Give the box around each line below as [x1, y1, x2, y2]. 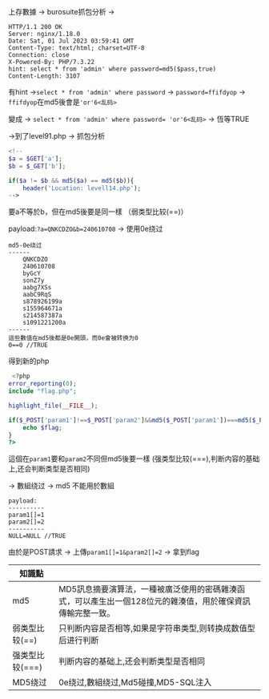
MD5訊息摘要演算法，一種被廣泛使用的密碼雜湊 [58, 584, 238, 595]
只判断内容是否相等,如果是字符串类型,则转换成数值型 [58, 623, 256, 634]
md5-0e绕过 [8, 241, 42, 250]
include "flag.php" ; [8, 387, 78, 395]
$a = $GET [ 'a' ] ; [8, 155, 62, 163]
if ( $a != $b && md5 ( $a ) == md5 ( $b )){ [8, 176, 134, 184]
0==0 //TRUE [8, 341, 48, 349]
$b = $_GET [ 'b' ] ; [8, 162, 66, 170]
